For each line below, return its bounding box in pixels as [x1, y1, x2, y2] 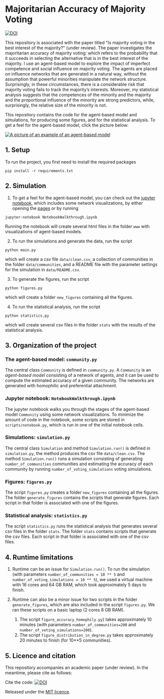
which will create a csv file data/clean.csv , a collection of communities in [5, 256, 153, 262]
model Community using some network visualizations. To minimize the [5, 411, 144, 417]
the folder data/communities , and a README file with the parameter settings [5, 261, 158, 267]
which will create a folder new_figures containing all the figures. [5, 294, 134, 300]
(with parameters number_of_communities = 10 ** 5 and [12, 571, 125, 577]
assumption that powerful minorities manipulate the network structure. [5, 76, 147, 82]
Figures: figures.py [5, 478, 52, 485]
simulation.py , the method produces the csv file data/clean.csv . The [5, 450, 145, 456]
